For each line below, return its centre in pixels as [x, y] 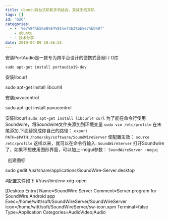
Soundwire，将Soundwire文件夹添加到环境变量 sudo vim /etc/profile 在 [81, 124]
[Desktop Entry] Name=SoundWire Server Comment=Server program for [81, 191]
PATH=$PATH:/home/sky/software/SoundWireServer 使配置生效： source [77, 137]
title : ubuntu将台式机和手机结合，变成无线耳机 [50, 10]
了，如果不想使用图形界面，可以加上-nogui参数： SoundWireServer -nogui [82, 150]
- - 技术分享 [22, 38]
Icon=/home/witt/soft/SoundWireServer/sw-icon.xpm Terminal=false [77, 206]
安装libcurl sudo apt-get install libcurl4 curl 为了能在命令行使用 [76, 118]
